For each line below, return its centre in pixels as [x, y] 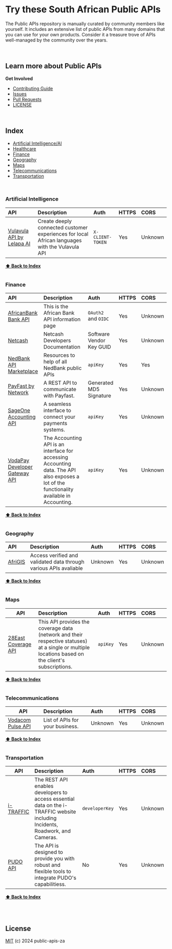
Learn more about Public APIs [53, 66]
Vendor [97, 341]
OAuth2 [96, 313]
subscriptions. [55, 667]
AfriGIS [17, 562]
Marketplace [23, 372]
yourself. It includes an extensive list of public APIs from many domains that [85, 29]
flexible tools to [53, 871]
